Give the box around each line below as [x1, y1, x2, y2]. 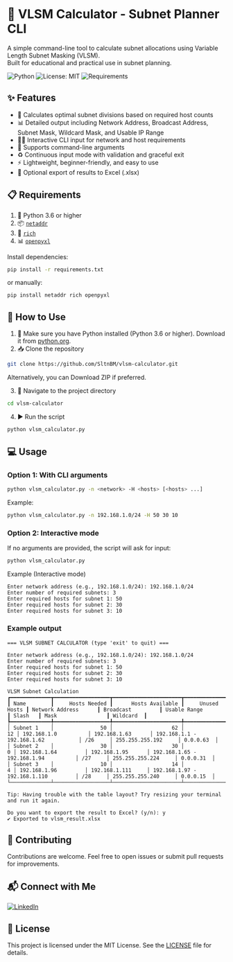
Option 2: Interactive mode [7, 528, 99, 538]
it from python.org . [17, 337, 71, 345]
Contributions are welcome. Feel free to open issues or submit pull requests [7, 852, 224, 861]
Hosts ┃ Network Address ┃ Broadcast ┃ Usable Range [7, 706, 203, 713]
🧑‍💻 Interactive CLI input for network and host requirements [17, 135, 186, 144]
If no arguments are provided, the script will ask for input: [7, 544, 171, 552]
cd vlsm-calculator [7, 400, 64, 407]
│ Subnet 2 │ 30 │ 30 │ [7, 742, 185, 749]
